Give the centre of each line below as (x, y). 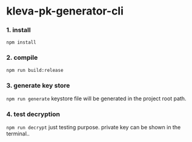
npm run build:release (35, 70)
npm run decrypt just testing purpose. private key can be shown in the (94, 127)
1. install (19, 30)
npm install (21, 43)
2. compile (22, 57)
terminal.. (18, 134)
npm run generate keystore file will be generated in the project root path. (96, 98)
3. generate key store (38, 85)
